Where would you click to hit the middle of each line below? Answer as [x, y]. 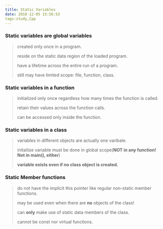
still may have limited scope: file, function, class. [66, 75]
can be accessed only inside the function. [59, 117]
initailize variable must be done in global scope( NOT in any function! [87, 150]
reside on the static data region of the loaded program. [72, 56]
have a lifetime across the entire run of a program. [68, 65]
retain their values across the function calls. [61, 108]
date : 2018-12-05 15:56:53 [33, 14]
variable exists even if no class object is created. [68, 165]
